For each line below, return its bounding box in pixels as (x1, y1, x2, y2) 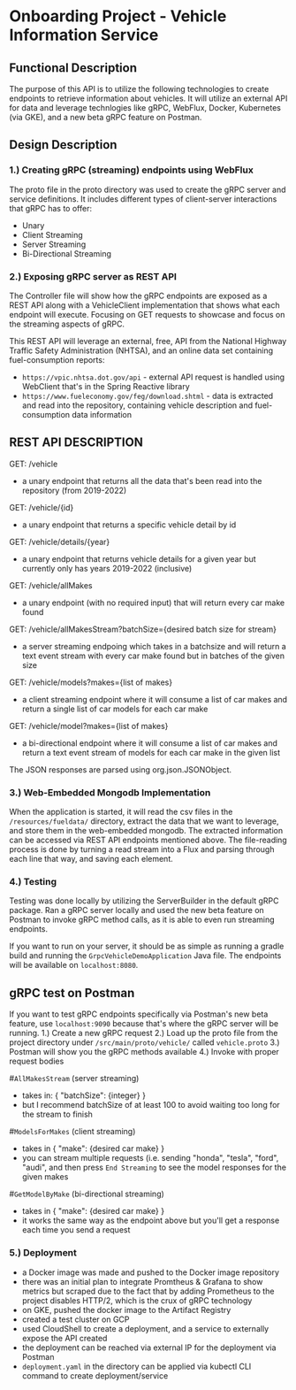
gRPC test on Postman (9, 985, 135, 1001)
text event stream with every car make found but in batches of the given (21, 650, 285, 661)
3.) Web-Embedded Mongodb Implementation (9, 786, 211, 798)
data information (72, 409, 133, 419)
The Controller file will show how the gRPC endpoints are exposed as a (9, 290, 268, 301)
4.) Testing (9, 876, 57, 888)
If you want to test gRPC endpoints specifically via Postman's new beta (9, 1009, 269, 1019)
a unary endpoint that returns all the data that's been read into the (21, 475, 262, 486)
